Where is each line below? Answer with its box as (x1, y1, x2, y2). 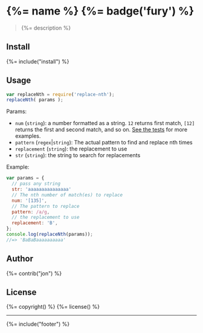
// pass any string (11, 181, 61, 187)
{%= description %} (21, 24, 71, 31)
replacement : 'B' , (11, 220, 59, 226)
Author (6, 254, 33, 264)
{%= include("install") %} (6, 57, 69, 65)
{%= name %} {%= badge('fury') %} (6, 4, 195, 18)
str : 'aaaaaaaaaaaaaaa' (11, 186, 71, 193)
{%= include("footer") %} (6, 320, 70, 328)
